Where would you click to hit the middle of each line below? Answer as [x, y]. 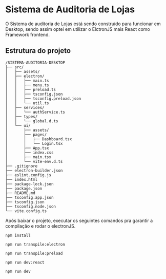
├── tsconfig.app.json [29, 197]
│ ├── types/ [22, 117]
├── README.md [20, 193]
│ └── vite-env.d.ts [34, 161]
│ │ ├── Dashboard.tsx [39, 139]
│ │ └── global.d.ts [32, 121]
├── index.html [22, 179]
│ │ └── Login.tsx [34, 143]
